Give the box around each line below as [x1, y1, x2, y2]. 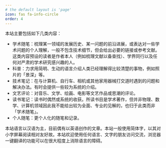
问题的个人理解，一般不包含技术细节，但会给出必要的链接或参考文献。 [16, 47, 160, 53]
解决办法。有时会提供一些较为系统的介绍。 [12, 84, 99, 90]
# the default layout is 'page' [5, 7, 72, 12]
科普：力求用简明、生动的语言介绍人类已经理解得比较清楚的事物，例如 [12, 66, 156, 72]
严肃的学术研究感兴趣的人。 [21, 60, 78, 66]
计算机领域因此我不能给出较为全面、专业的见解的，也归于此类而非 [21, 103, 156, 109]
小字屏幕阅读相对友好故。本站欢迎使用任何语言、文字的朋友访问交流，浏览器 [5, 132, 161, 138]
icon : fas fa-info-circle [5, 12, 58, 17]
